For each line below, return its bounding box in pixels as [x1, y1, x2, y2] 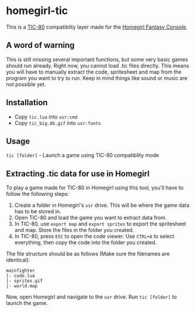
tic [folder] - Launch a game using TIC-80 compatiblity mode [6, 152, 159, 159]
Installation [6, 98, 48, 108]
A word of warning [6, 40, 75, 50]
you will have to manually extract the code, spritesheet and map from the [6, 68, 182, 75]
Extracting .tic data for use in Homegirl [6, 168, 150, 179]
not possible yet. [6, 81, 46, 88]
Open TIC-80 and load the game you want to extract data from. [14, 214, 167, 221]
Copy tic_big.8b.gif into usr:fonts [14, 119, 101, 126]
